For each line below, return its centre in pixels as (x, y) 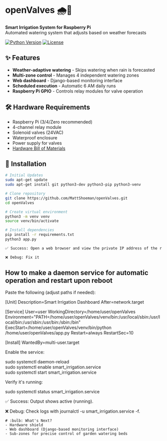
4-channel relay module (37, 127)
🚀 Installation (26, 164)
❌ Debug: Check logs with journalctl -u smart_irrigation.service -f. (73, 411)
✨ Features (23, 58)
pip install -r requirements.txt (40, 235)
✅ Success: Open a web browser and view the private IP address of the (81, 248)
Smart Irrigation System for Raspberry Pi (48, 27)
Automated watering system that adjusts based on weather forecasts (76, 32)
